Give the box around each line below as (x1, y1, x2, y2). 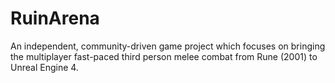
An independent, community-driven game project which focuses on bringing (10, 40, 326, 52)
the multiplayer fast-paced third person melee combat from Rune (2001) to (10, 50, 318, 62)
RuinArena (10, 7, 100, 30)
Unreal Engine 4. (10, 61, 79, 73)
